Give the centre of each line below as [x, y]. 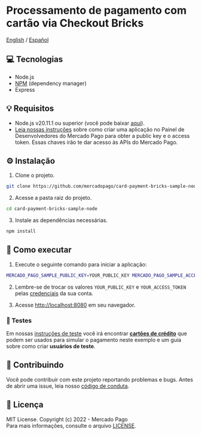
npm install [21, 232]
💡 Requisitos [30, 109]
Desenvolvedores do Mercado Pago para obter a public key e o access [102, 136]
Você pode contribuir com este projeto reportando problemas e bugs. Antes [100, 379]
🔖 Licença [25, 405]
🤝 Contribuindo [35, 365]
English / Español [28, 40]
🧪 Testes [19, 320]
